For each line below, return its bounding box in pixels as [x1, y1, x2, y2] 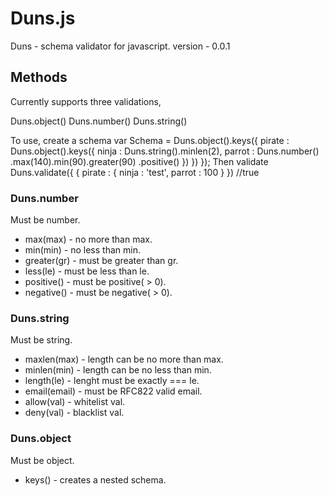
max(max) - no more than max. [24, 233, 153, 246]
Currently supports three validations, [10, 95, 162, 107]
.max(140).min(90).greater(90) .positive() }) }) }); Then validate [10, 155, 269, 167]
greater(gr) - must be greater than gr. [24, 255, 179, 267]
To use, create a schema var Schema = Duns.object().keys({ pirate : [10, 134, 290, 146]
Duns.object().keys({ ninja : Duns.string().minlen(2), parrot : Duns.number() [10, 145, 320, 157]
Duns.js [10, 7, 76, 30]
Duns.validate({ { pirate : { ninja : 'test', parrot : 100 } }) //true [10, 166, 260, 178]
